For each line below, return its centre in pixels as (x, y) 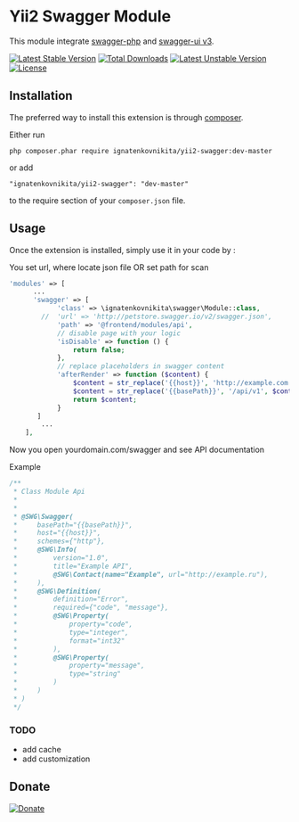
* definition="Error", (71, 599)
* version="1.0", (61, 558)
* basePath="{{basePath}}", (73, 525)
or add (21, 168)
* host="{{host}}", (57, 533)
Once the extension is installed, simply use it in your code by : (122, 250)
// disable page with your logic (118, 333)
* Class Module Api (49, 492)
